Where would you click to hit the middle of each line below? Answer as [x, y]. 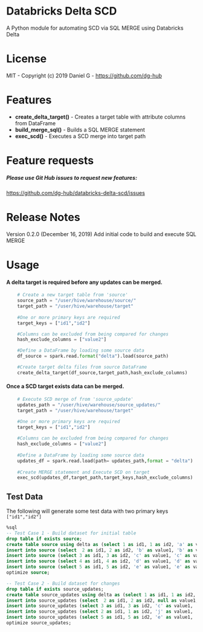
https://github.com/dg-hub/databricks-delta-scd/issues [76, 193]
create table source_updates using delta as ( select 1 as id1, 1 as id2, [101, 594]
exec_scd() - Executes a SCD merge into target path [80, 136]
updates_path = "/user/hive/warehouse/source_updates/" [89, 405]
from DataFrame [35, 123]
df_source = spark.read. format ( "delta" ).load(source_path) [93, 356]
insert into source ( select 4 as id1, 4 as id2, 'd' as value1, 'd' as [98, 561]
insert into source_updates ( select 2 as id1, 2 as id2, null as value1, [102, 601]
